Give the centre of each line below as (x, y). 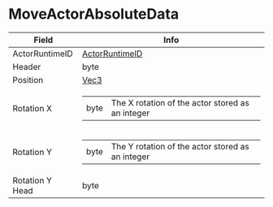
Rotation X (32, 108)
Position (28, 80)
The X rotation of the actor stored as (180, 102)
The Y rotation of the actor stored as (180, 146)
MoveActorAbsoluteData (94, 14)
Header (27, 67)
